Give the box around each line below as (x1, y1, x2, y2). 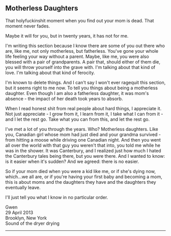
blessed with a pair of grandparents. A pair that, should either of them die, (5, 58, 161, 65)
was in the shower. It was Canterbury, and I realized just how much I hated (5, 147, 161, 154)
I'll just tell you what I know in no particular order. (5, 194, 108, 200)
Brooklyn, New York (5, 215, 47, 221)
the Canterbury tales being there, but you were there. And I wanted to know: (5, 153, 165, 159)
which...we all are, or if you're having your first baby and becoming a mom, (5, 174, 162, 180)
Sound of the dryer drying (5, 220, 60, 226)
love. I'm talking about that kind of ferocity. (5, 70, 95, 76)
